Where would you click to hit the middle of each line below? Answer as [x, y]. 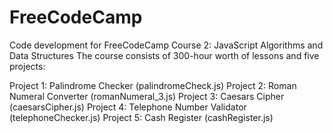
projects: [27, 66]
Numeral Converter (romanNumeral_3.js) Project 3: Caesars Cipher [147, 96]
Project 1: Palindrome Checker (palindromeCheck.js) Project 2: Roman [153, 85]
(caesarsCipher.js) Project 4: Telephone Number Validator [128, 107]
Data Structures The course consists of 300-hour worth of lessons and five [164, 55]
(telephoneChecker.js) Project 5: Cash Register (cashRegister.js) [141, 117]
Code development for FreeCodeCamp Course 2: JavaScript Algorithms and [166, 45]
